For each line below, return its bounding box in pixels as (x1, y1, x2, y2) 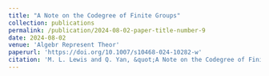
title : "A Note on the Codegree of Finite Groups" (8, 11, 181, 20)
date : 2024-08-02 (8, 33, 66, 42)
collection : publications (8, 19, 94, 27)
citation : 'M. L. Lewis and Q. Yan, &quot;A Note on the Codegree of (8, 56, 246, 64)
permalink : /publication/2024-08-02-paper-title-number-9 (8, 26, 206, 34)
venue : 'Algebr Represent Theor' (8, 41, 120, 49)
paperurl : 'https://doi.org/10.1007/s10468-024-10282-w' (8, 48, 203, 56)
